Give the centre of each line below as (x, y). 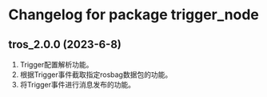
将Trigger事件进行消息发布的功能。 (78, 85)
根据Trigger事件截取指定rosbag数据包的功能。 (96, 75)
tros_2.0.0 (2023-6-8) (65, 44)
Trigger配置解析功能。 (56, 65)
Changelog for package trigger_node (134, 15)
